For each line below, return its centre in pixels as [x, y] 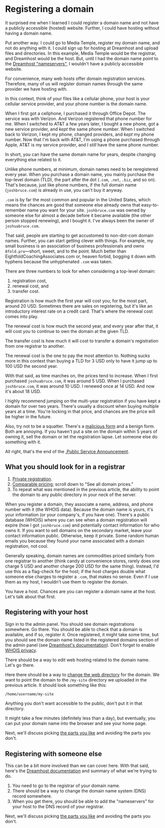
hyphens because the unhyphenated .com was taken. [59, 261]
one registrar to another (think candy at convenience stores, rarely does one [82, 561]
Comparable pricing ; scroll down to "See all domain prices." [73, 484]
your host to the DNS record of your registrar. [58, 807]
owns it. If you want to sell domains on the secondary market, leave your [79, 530]
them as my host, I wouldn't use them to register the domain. [67, 582]
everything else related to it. [33, 159]
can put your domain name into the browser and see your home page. [76, 723]
